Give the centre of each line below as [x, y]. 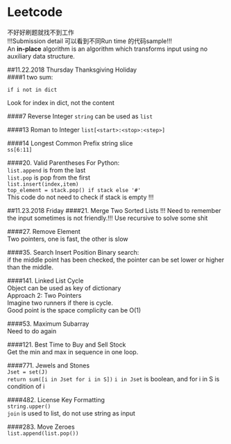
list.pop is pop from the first [49, 177]
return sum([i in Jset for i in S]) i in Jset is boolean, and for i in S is [113, 379]
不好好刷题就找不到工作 [41, 32]
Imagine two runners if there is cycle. [60, 303]
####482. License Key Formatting [56, 399]
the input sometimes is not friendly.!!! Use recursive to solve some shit [108, 218]
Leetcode [35, 12]
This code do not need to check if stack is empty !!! [80, 197]
